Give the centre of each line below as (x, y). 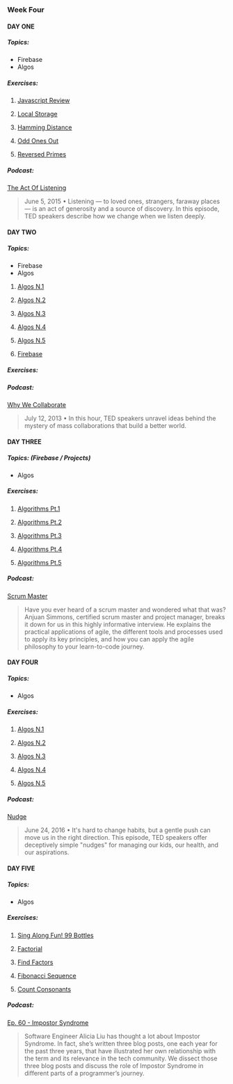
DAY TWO (22, 232)
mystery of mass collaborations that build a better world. (105, 426)
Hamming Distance (45, 127)
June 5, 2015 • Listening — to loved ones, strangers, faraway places (122, 201)
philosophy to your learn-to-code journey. (84, 646)
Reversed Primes (42, 154)
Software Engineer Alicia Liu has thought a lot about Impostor (112, 1036)
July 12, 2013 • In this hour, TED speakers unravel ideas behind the (120, 418)
